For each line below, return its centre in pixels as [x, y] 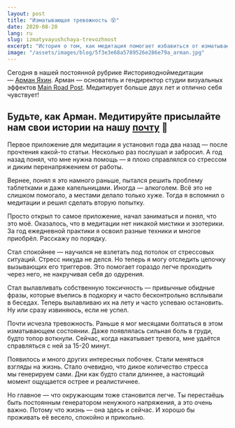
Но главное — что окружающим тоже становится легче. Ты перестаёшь [116, 394]
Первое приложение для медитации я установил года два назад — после [117, 145]
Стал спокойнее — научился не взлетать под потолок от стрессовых [111, 251]
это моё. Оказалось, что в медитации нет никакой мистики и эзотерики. [116, 223]
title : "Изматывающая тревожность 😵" [63, 20]
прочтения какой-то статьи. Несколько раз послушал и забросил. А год [115, 152]
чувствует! [23, 94]
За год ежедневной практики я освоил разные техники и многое [104, 230]
